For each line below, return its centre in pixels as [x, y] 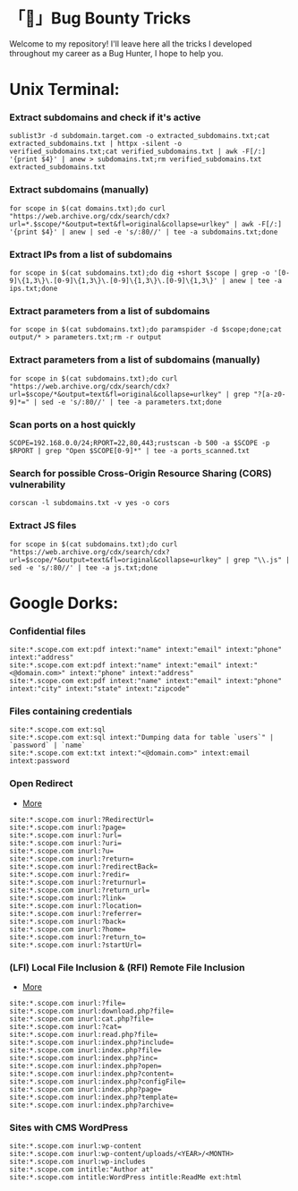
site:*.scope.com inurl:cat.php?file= [81, 1019]
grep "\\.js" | [262, 560]
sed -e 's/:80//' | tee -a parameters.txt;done [132, 402]
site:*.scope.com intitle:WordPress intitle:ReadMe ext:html [126, 1178]
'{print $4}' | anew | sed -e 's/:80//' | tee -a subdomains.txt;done [144, 232]
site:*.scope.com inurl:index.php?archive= [92, 1105]
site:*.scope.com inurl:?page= [68, 827]
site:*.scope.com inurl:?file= [68, 1003]
